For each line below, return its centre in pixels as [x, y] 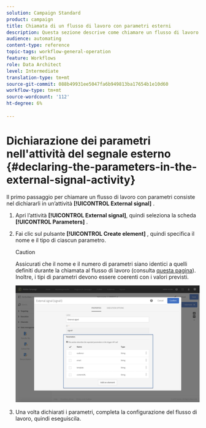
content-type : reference [38, 45]
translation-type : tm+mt [38, 77]
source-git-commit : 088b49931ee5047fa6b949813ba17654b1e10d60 [87, 84]
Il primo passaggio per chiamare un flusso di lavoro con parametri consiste [101, 197]
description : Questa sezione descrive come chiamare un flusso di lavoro [103, 32]
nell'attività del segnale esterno [89, 154]
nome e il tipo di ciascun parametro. [60, 240]
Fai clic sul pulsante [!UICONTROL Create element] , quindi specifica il [105, 233]
